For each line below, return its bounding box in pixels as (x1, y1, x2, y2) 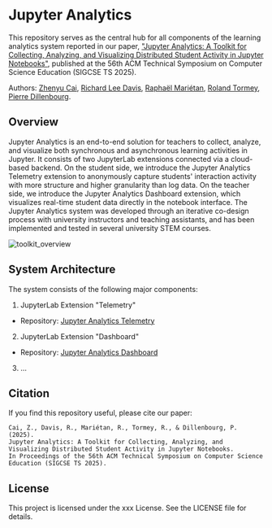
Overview (8, 116, 59, 129)
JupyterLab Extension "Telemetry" (19, 299, 136, 310)
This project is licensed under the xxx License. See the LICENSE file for (8, 503, 247, 513)
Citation (8, 386, 50, 400)
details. (8, 512, 33, 521)
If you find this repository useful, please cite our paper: (8, 408, 192, 418)
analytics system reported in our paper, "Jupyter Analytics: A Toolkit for (8, 41, 248, 50)
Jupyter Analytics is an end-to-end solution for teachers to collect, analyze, (8, 137, 261, 146)
